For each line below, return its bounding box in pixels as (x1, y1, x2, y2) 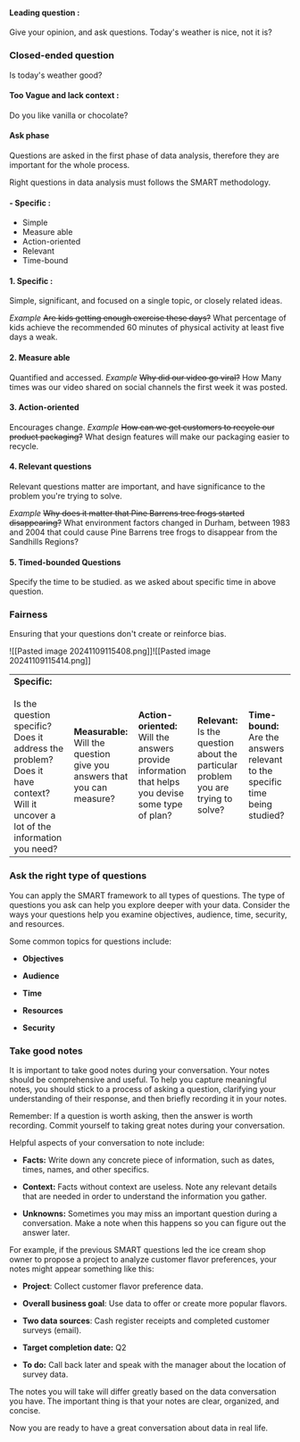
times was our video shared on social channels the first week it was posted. (9, 381, 288, 392)
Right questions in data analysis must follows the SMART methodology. (9, 177, 271, 188)
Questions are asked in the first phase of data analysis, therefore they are (9, 150, 279, 161)
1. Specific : (9, 275, 54, 286)
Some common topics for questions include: (9, 936, 172, 946)
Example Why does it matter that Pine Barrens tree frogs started (9, 507, 246, 518)
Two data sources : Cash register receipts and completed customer (21, 1315, 271, 1326)
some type (137, 798, 183, 811)
